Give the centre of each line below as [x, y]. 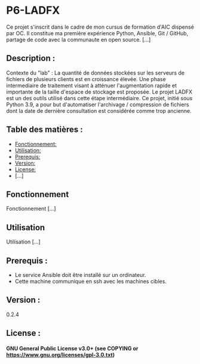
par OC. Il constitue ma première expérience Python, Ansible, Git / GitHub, [97, 33]
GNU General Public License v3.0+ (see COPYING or [72, 348]
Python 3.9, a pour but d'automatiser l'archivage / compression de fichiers [98, 104]
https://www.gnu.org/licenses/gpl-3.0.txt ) [61, 354]
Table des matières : [45, 130]
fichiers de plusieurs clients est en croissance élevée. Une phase [86, 79]
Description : [31, 58]
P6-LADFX [33, 10]
